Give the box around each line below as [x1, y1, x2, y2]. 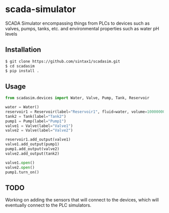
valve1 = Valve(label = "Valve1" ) [5, 123, 73, 128]
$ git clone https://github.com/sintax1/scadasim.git [5, 59, 121, 64]
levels [5, 31, 18, 37]
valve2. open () [5, 165, 35, 170]
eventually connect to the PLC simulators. [5, 202, 92, 208]
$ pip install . [5, 68, 39, 74]
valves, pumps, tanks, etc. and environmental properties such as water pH [5, 25, 159, 31]
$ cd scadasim [5, 63, 35, 68]
